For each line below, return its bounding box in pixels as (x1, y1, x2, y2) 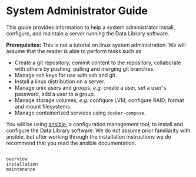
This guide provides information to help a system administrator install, (6, 24, 175, 31)
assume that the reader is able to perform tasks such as (6, 47, 142, 54)
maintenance (6, 166, 35, 172)
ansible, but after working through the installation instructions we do (6, 133, 172, 140)
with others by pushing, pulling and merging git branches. (14, 65, 155, 72)
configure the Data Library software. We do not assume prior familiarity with (6, 127, 191, 134)
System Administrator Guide (6, 4, 148, 18)
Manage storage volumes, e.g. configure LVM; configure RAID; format (14, 96, 184, 104)
